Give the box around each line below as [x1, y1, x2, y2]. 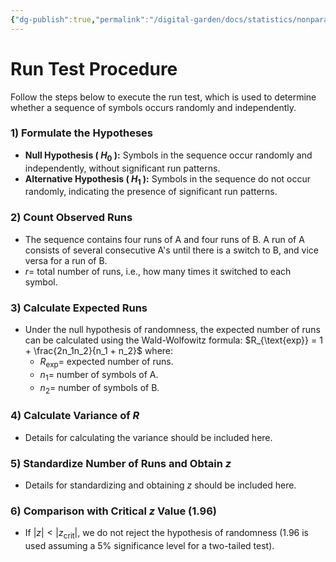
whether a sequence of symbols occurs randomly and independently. [10, 101, 297, 113]
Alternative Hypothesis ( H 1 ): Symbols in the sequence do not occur [24, 172, 312, 187]
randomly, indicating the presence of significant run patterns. [24, 186, 278, 198]
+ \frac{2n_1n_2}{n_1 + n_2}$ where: [24, 345, 174, 357]
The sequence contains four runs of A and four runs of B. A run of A [24, 233, 305, 245]
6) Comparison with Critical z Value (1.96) [10, 504, 217, 518]
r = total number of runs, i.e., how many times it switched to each [24, 265, 292, 277]
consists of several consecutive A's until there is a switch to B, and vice [24, 244, 320, 256]
